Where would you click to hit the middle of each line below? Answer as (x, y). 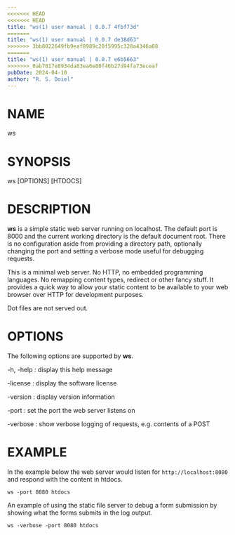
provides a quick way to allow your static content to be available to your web (118, 287)
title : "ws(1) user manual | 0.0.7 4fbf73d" (73, 27)
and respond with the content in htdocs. (65, 480)
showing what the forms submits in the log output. (80, 513)
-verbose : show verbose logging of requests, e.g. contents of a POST (109, 424)
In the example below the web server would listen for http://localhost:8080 (117, 472)
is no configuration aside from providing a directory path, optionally (105, 244)
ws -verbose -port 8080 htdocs (53, 526)
